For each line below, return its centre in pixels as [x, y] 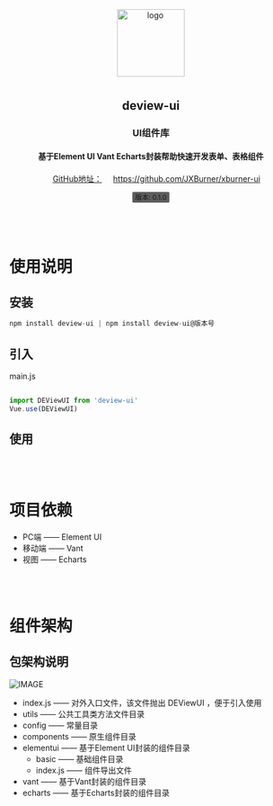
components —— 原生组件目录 [79, 736]
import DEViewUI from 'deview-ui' [74, 400]
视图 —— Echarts [54, 559]
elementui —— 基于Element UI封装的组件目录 [106, 748]
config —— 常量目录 [60, 725]
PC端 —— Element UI [62, 537]
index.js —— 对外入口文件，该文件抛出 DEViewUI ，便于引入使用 [142, 703]
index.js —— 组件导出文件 [84, 770]
